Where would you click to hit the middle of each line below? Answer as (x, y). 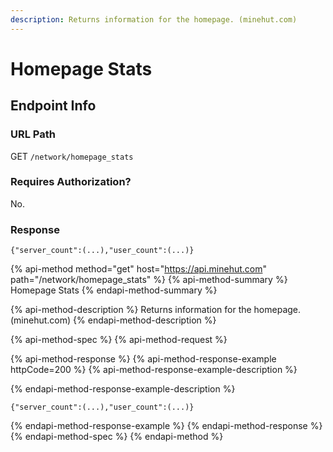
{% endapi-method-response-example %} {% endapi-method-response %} (166, 426)
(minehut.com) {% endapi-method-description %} (113, 320)
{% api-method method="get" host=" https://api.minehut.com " (138, 269)
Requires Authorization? (71, 182)
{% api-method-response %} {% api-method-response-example (143, 359)
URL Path (33, 134)
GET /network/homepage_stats (72, 156)
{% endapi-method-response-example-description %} (123, 389)
